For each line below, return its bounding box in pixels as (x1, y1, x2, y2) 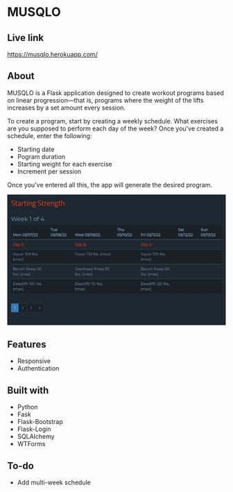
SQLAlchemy (17, 432, 55, 441)
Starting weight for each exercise (17, 160, 112, 168)
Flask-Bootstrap (17, 418, 64, 426)
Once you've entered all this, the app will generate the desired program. (7, 180, 213, 189)
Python (17, 403, 38, 412)
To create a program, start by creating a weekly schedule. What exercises (7, 117, 218, 125)
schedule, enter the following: (7, 131, 92, 139)
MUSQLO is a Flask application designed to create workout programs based (7, 88, 224, 97)
